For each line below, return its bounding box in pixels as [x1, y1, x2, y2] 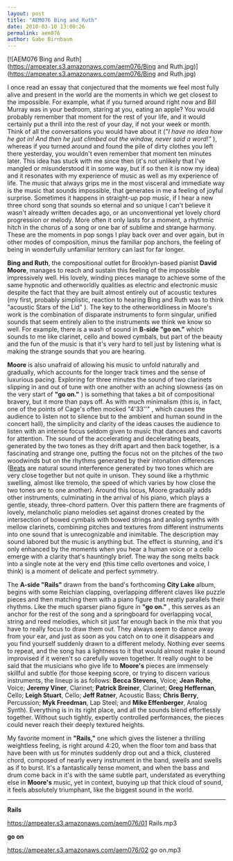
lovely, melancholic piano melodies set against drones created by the [7, 508, 205, 517]
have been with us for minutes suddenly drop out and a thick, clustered [7, 749, 211, 757]
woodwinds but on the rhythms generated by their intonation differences [7, 457, 215, 465]
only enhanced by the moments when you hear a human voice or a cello [7, 545, 214, 554]
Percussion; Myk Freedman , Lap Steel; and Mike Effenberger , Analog [7, 699, 207, 707]
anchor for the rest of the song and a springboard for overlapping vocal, [7, 610, 213, 618]
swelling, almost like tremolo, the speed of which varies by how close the [7, 479, 216, 487]
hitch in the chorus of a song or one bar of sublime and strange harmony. [7, 223, 216, 232]
